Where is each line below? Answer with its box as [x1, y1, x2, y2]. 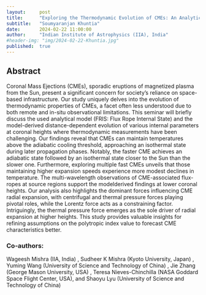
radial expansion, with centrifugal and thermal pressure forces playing [6, 193, 183, 200]
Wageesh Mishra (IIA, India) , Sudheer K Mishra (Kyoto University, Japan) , [6, 255, 194, 262]
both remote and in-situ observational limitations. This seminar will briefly [6, 108, 192, 116]
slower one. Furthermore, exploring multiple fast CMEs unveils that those [6, 160, 191, 168]
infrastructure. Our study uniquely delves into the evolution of [23, 95, 179, 103]
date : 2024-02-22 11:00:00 [6, 26, 92, 33]
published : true [6, 44, 51, 50]
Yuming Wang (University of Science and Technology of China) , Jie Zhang [6, 262, 196, 269]
